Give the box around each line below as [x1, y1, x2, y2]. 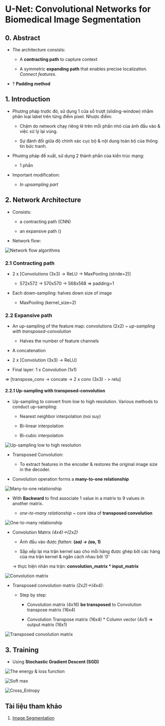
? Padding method [12, 81, 51, 87]
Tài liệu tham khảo [5, 702, 63, 710]
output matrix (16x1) [27, 622, 67, 628]
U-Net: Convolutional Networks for [5, 3, 151, 15]
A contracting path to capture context [19, 56, 98, 62]
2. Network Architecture [5, 196, 81, 204]
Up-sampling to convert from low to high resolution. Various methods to [12, 399, 159, 405]
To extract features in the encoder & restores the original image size [19, 461, 158, 467]
